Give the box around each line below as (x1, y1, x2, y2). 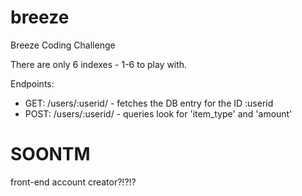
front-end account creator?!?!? (10, 176, 137, 188)
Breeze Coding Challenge (10, 39, 116, 51)
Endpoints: (10, 77, 55, 90)
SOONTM (10, 143, 91, 166)
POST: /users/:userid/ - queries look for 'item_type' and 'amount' (24, 107, 293, 120)
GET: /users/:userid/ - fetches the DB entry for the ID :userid (24, 97, 274, 109)
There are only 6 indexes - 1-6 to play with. (10, 58, 188, 70)
